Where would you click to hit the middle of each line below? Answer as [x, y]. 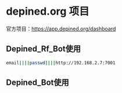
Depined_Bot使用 [37, 83]
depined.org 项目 [48, 11]
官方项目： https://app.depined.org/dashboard [61, 29]
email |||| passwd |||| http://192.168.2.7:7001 [61, 63]
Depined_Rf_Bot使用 [44, 49]
